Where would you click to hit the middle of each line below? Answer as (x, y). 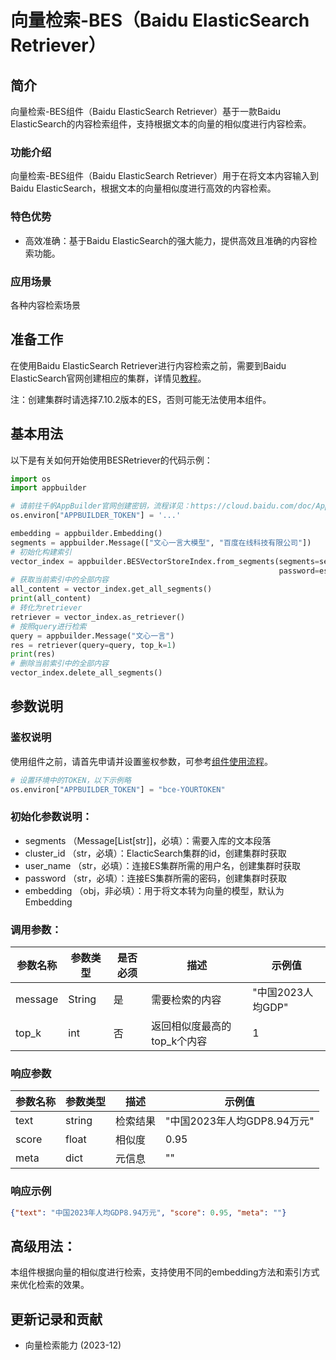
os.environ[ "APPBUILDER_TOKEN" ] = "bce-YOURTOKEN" (118, 789)
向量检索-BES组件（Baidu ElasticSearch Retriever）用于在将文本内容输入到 (164, 176)
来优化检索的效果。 (50, 1285)
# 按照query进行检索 (48, 626)
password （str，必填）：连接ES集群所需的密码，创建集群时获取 (155, 878)
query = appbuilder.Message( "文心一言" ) (92, 636)
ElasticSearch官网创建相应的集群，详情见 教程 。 (108, 378)
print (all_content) (51, 599)
